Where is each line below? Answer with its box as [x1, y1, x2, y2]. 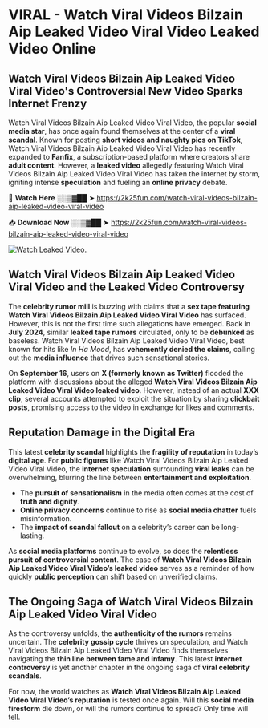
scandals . [8, 671, 42, 681]
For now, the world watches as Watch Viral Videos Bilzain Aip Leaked [8, 687, 241, 697]
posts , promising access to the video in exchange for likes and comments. [8, 402, 254, 412]
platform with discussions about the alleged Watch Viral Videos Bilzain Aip [8, 377, 258, 386]
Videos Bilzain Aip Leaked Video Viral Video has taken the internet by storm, [8, 169, 261, 178]
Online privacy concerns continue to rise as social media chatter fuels [19, 505, 257, 515]
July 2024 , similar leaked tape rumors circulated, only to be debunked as [8, 327, 254, 337]
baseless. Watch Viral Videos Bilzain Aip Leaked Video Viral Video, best [8, 335, 245, 346]
